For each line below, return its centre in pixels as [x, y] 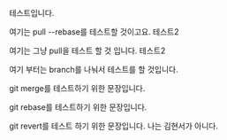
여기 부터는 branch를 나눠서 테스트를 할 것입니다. [94, 70]
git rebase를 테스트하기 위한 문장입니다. [78, 107]
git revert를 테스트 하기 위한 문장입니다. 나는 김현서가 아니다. [114, 126]
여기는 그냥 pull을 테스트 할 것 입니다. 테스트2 [87, 51]
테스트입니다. [32, 13]
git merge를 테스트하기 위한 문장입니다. [77, 88]
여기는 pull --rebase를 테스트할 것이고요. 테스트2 [94, 32]
